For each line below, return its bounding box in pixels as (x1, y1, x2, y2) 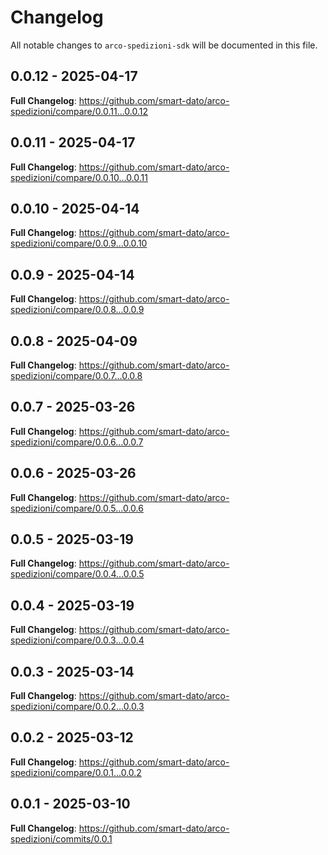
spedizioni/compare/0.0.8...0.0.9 (10, 304, 145, 316)
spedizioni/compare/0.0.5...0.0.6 (10, 502, 144, 514)
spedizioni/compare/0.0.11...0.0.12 (10, 105, 149, 117)
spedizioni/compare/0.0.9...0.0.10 (10, 237, 148, 250)
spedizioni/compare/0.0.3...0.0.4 (10, 634, 145, 646)
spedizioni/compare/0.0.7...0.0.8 (10, 370, 143, 381)
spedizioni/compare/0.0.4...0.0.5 (10, 568, 145, 580)
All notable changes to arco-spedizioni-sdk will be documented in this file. (10, 39, 318, 51)
